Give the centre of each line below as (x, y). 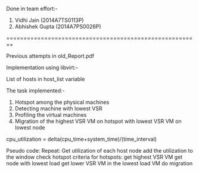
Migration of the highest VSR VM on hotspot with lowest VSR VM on (98, 121)
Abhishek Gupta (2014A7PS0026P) (58, 27)
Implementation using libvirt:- (42, 67)
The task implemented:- (36, 91)
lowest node (30, 127)
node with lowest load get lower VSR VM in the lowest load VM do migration (99, 163)
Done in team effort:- (32, 9)
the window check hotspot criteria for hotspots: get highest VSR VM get (94, 157)
